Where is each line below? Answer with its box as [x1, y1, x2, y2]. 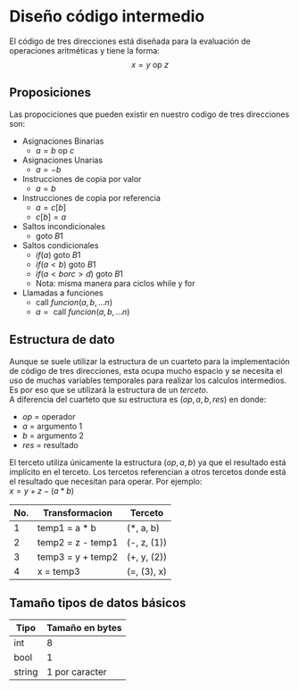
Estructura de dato [9, 332, 115, 347]
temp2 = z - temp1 [37, 536, 119, 548]
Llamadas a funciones [21, 287, 104, 298]
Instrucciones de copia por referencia [21, 192, 161, 203]
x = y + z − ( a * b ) [9, 485, 74, 496]
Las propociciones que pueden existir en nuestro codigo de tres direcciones [9, 109, 290, 120]
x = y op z [130, 59, 170, 70]
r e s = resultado [21, 439, 79, 450]
